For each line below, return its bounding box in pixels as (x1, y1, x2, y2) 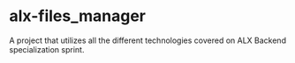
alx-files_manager (9, 6, 147, 26)
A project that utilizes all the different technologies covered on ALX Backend (9, 35, 287, 45)
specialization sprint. (9, 44, 85, 54)
